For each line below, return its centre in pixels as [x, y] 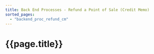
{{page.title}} [34, 44]
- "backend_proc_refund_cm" [39, 19]
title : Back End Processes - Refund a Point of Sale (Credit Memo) [78, 10]
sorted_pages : [20, 14]
